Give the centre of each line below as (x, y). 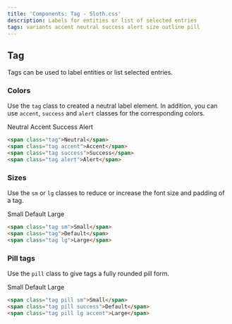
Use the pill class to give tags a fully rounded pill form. (88, 274)
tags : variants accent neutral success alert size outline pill (104, 27)
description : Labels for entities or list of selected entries (102, 20)
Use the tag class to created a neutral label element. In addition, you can (112, 106)
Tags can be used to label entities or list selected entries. (90, 73)
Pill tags (21, 258)
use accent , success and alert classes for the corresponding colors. (106, 113)
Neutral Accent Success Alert (50, 127)
